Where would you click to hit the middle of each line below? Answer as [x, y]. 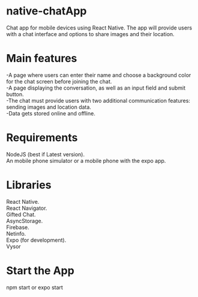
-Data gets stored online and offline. [51, 113]
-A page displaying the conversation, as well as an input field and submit [96, 88]
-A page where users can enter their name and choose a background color [99, 75]
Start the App [40, 270]
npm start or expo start [34, 287]
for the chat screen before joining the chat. [59, 81]
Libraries [29, 185]
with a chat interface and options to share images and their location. [91, 34]
